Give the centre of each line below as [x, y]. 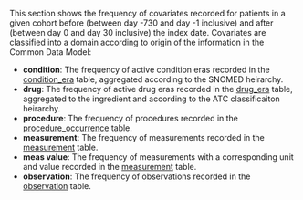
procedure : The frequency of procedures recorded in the [131, 118]
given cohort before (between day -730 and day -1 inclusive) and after [141, 23]
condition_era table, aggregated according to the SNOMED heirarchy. [153, 79]
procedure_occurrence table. [77, 128]
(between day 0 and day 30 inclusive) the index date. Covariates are [138, 32]
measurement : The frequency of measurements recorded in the [143, 137]
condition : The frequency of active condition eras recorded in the [146, 69]
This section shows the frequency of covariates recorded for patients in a [147, 13]
